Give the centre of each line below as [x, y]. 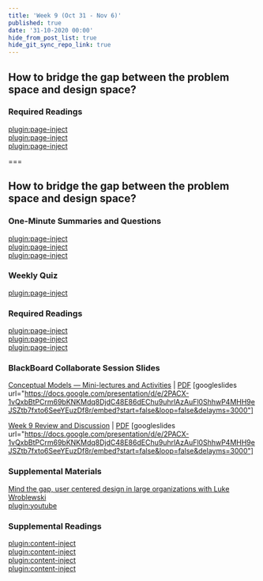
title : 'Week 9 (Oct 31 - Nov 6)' [65, 15]
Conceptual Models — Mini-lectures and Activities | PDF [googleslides [122, 385]
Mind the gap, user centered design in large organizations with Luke [119, 488]
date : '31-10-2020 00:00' [51, 30]
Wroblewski [27, 497]
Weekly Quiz [33, 275]
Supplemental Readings [55, 526]
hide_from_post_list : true [53, 38]
